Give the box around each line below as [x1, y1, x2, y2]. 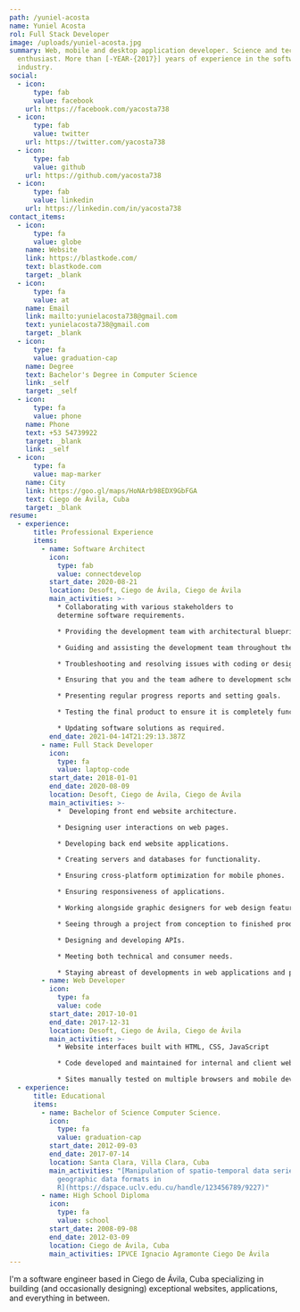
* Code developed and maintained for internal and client [56, 1059, 278, 1068]
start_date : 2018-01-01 [48, 773, 138, 782]
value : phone [32, 412, 82, 421]
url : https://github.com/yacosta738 [25, 171, 162, 180]
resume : [9, 511, 38, 521]
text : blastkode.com [25, 263, 102, 272]
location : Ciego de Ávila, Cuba [48, 1241, 170, 1250]
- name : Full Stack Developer [41, 740, 154, 749]
